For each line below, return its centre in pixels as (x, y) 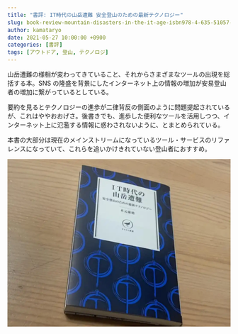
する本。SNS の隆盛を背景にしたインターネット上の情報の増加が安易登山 (120, 83)
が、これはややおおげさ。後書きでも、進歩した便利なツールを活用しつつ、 (115, 116)
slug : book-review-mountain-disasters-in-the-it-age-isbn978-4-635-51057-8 (121, 22)
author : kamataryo (34, 30)
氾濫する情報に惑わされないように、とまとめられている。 (140, 125)
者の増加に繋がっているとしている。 (60, 92)
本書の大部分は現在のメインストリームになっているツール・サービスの (109, 140)
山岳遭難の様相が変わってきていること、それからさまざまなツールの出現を (116, 74)
